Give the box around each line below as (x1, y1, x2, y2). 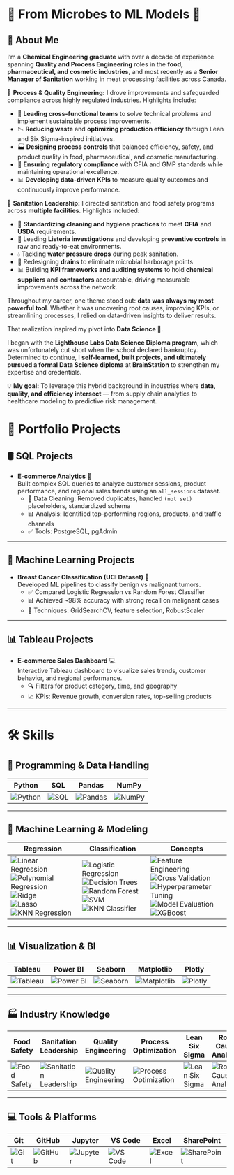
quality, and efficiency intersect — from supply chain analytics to (7, 389, 198, 398)
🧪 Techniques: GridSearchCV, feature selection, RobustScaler (27, 606, 205, 614)
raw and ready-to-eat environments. (17, 243, 122, 250)
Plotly (184, 965, 205, 974)
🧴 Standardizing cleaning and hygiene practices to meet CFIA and (17, 220, 212, 228)
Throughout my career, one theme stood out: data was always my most (7, 296, 214, 305)
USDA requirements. (17, 227, 77, 236)
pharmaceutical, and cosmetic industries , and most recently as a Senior (7, 68, 219, 75)
